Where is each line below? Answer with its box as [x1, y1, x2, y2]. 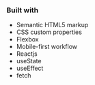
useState [16, 57, 42, 65]
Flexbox [16, 35, 39, 44]
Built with [6, 5, 39, 15]
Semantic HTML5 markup [16, 21, 89, 29]
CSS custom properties [16, 28, 83, 36]
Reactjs [16, 50, 38, 58]
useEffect [16, 64, 44, 73]
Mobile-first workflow [16, 43, 78, 51]
